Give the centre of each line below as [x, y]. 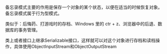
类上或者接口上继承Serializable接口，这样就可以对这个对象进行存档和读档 [81, 40]
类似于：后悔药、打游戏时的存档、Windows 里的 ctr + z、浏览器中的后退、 [82, 24]
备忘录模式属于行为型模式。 [34, 13]
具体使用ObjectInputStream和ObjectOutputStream [65, 46]
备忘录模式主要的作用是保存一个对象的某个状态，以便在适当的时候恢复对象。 [84, 7]
